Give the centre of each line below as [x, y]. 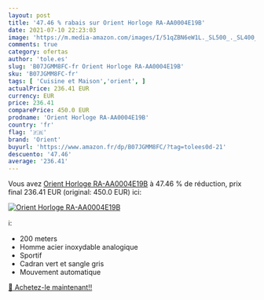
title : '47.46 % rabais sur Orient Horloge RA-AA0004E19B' [107, 23]
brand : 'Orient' [35, 139]
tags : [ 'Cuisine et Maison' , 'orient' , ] [77, 81]
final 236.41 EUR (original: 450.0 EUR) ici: [75, 192]
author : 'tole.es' [38, 60]
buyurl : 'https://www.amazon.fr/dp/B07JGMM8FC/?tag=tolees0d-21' [117, 147]
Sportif [31, 255]
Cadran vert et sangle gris [62, 264]
